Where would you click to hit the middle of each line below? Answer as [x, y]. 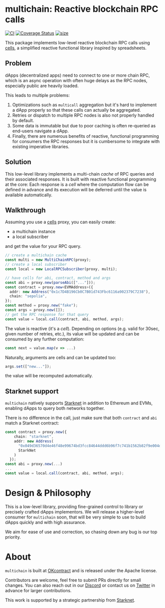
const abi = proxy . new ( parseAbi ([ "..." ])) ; [50, 282]
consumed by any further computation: [45, 339]
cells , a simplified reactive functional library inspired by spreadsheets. [76, 48]
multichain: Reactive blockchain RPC [82, 9]
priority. [13, 537]
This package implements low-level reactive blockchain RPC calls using [78, 42]
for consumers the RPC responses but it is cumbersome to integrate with [86, 141]
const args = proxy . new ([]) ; [35, 310]
